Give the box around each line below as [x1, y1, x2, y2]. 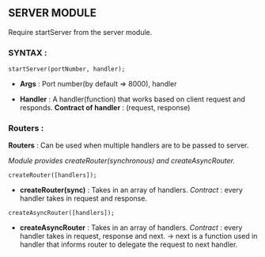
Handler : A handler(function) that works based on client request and [19, 94, 245, 104]
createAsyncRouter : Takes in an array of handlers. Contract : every [19, 223, 243, 232]
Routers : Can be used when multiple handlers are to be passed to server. [8, 140, 249, 150]
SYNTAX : [8, 47, 47, 58]
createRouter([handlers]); [8, 171, 97, 179]
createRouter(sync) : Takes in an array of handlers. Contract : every [19, 186, 244, 195]
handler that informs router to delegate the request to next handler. [19, 240, 238, 249]
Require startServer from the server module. [8, 27, 153, 36]
